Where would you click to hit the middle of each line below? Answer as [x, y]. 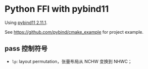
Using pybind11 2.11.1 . [26, 23]
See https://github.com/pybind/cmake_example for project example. [74, 32]
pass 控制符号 [26, 49]
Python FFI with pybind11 [57, 9]
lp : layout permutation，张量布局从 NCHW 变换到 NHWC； [72, 61]
